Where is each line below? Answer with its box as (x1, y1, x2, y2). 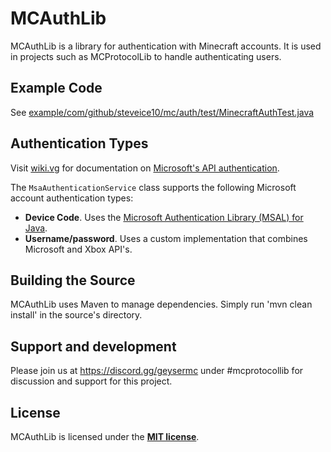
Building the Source (10, 272, 136, 289)
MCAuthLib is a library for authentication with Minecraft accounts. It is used (10, 40, 322, 52)
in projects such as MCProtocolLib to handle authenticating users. (10, 50, 282, 62)
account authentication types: (10, 192, 134, 204)
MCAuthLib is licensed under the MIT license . (10, 431, 200, 442)
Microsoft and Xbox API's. (24, 243, 133, 255)
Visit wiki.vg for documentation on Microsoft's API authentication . (10, 162, 280, 174)
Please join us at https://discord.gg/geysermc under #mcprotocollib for (10, 365, 304, 377)
